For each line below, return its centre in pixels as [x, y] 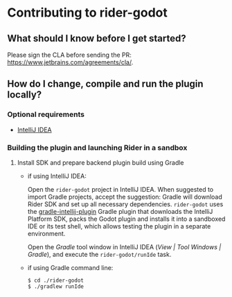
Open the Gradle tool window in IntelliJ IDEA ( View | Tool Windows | [124, 246]
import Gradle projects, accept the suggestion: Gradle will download [125, 197]
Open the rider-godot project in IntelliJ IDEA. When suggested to [120, 189]
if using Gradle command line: [70, 267]
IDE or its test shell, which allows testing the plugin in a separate [119, 226]
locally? [25, 95]
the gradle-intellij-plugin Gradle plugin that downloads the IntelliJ [120, 211]
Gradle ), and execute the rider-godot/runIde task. [99, 254]
